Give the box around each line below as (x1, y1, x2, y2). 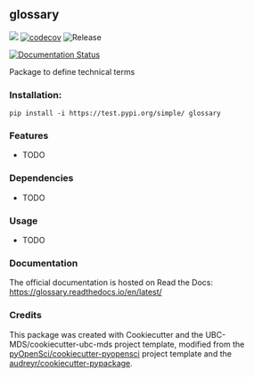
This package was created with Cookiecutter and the (9, 329, 204, 340)
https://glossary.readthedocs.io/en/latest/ (9, 287, 162, 298)
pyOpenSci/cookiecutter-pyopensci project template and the (9, 348, 232, 359)
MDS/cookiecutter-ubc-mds (9, 339, 113, 349)
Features (9, 129, 49, 142)
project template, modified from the (114, 339, 245, 349)
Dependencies (9, 172, 74, 184)
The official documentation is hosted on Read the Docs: (9, 277, 214, 288)
